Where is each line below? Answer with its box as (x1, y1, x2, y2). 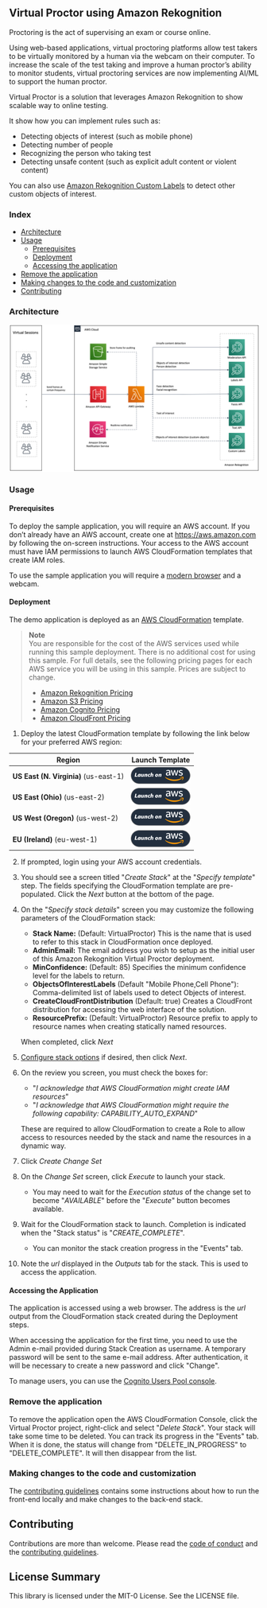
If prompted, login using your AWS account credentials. (20, 857, 202, 866)
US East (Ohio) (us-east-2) (12, 792, 106, 802)
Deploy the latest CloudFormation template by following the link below (20, 729, 250, 738)
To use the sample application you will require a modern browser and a (9, 570, 242, 580)
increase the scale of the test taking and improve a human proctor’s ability (9, 60, 252, 69)
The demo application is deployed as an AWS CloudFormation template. (9, 615, 245, 625)
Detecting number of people (20, 139, 114, 150)
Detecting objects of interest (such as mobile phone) (20, 131, 193, 141)
